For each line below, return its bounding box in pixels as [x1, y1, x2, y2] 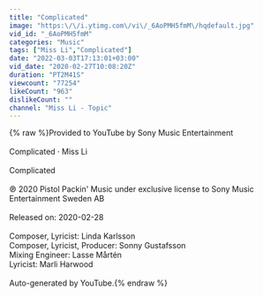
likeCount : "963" [9, 87, 73, 95]
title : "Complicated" [9, 12, 89, 22]
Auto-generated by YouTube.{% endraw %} [9, 278, 169, 288]
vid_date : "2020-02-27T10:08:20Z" [9, 63, 137, 72]
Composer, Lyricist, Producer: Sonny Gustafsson [9, 240, 186, 251]
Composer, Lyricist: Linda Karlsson [9, 231, 136, 241]
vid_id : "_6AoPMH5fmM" [9, 29, 93, 38]
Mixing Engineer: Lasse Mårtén [9, 249, 122, 261]
